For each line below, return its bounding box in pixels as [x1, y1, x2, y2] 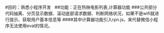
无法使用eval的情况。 [9, 23, 53, 29]
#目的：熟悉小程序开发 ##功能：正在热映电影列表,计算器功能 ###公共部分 [5, 4, 157, 10]
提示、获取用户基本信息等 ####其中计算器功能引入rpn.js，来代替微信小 [9, 17, 154, 22]
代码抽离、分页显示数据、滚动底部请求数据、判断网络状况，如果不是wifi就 [5, 10, 155, 16]
